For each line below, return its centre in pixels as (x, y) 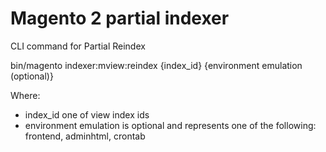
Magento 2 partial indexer (120, 18)
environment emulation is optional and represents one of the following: (170, 125)
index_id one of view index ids (87, 114)
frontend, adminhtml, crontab (85, 136)
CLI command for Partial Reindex (78, 46)
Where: (25, 95)
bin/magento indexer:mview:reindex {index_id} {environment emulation (156, 65)
